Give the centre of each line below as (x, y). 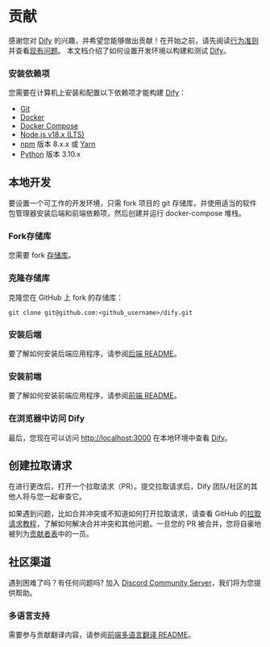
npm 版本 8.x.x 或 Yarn (58, 144)
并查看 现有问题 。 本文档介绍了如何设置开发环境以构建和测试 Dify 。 (120, 50)
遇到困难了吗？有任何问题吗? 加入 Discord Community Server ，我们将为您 (131, 583)
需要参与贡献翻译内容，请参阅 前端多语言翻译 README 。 (102, 635)
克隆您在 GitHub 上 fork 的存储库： (66, 297)
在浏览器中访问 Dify (46, 418)
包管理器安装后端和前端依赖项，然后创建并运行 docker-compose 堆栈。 (127, 213)
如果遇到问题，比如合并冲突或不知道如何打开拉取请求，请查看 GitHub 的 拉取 (135, 514)
